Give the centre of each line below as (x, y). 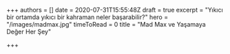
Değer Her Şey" (29, 31)
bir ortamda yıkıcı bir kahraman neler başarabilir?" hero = (87, 17)
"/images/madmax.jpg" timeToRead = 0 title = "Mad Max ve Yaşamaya (106, 24)
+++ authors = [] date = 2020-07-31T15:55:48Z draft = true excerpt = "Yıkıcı (115, 10)
